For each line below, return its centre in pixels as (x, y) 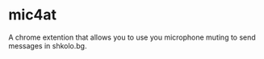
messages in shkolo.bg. (48, 45)
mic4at (33, 15)
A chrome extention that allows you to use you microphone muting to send (132, 37)
